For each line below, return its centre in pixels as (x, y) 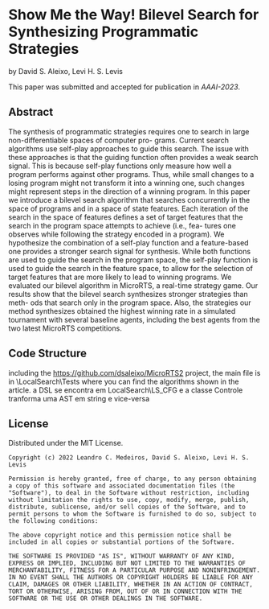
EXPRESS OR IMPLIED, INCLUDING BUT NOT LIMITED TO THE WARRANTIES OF (127, 564)
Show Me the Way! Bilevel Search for (134, 15)
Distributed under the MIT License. (66, 443)
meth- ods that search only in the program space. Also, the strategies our (130, 302)
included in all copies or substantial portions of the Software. (122, 542)
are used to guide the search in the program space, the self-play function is (133, 260)
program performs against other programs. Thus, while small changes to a (131, 174)
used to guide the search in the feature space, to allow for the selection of (130, 268)
